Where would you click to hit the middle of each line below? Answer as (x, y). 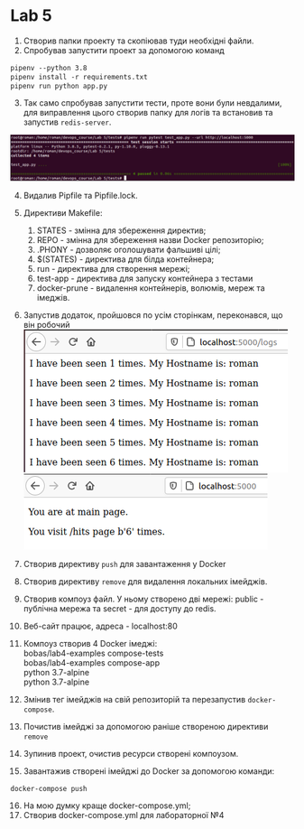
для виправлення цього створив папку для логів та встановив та (148, 112)
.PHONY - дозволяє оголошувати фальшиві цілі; (129, 249)
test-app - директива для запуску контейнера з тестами (145, 278)
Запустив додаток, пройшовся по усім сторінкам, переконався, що (153, 315)
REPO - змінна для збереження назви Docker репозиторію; (150, 239)
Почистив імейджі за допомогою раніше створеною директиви (146, 726)
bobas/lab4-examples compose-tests (93, 653)
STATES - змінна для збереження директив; (121, 230)
